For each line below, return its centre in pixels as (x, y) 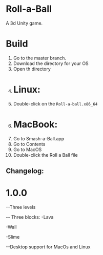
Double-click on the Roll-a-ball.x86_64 (55, 103)
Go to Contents (29, 144)
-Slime (13, 237)
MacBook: (35, 124)
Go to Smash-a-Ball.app (39, 138)
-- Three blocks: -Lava (30, 217)
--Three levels (21, 207)
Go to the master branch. (39, 58)
